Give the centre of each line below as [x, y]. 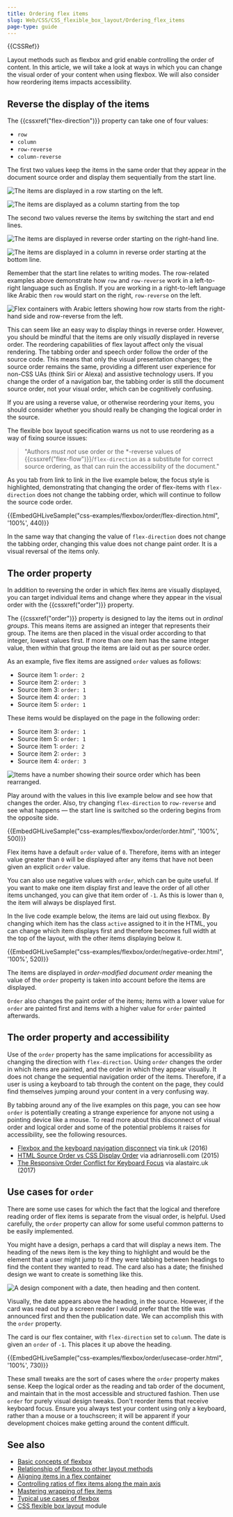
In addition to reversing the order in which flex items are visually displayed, [114, 590]
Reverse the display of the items [78, 104]
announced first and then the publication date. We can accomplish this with [115, 1316]
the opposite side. [33, 818]
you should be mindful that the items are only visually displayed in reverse [113, 337]
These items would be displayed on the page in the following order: [104, 718]
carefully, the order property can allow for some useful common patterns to [115, 1224]
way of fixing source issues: [48, 438]
